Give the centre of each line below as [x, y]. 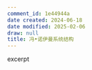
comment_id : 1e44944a [39, 14]
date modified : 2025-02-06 [46, 26]
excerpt [18, 59]
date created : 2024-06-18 [45, 20]
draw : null [23, 33]
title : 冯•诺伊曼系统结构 [41, 40]
